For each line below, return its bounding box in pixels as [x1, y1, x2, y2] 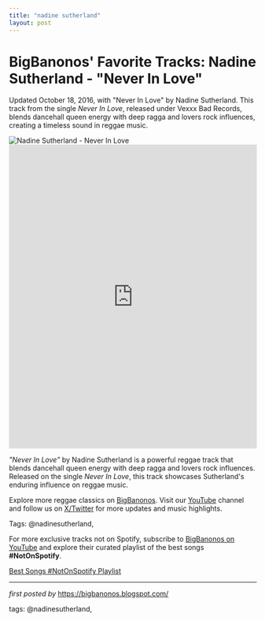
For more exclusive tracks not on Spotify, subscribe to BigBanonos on [9, 534, 235, 544]
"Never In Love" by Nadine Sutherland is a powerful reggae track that [9, 455, 234, 465]
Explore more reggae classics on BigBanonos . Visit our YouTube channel [9, 496, 245, 505]
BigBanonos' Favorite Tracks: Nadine [9, 53, 256, 71]
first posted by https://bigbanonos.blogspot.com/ [9, 589, 169, 599]
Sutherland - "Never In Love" [9, 69, 203, 87]
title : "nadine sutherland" [9, 11, 101, 20]
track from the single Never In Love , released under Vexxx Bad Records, [9, 104, 242, 113]
